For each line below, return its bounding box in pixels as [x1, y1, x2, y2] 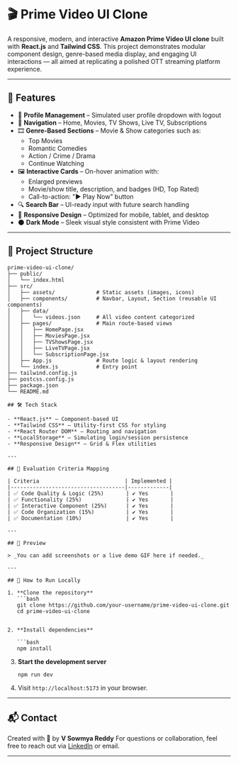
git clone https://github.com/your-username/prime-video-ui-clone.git [16, 601, 230, 609]
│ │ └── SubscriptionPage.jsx [7, 351, 110, 358]
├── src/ [7, 282, 33, 290]
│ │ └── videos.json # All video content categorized [7, 313, 195, 320]
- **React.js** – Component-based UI [7, 415, 119, 422]
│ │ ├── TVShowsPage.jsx [7, 338, 93, 345]
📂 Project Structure [7, 245, 93, 257]
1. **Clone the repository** [7, 589, 93, 596]
